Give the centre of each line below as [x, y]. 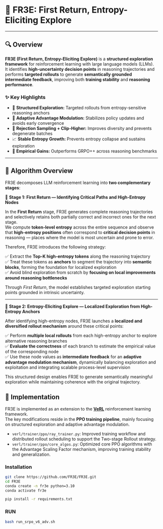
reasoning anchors [31, 113]
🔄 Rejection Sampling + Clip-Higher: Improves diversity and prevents [82, 129]
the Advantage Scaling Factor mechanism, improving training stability [81, 449]
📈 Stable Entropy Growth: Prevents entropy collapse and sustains [79, 139]
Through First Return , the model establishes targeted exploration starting [78, 287]
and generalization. [31, 454]
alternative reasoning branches [36, 341]
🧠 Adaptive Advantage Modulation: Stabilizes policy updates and [78, 118]
